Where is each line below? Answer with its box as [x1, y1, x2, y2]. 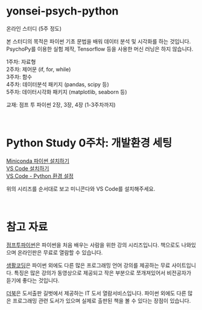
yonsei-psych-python [6, 4, 119, 18]
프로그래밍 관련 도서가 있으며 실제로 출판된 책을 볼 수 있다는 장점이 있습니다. [12, 297, 191, 304]
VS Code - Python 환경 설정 [6, 172, 74, 179]
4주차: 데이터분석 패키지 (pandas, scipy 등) [6, 80, 110, 88]
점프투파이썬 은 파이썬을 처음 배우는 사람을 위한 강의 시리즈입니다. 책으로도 [6, 241, 180, 248]
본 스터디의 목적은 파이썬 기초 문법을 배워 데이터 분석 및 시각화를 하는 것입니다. [6, 37, 191, 45]
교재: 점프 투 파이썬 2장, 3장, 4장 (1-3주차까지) [6, 101, 116, 108]
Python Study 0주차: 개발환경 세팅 [6, 136, 172, 150]
